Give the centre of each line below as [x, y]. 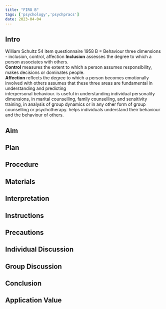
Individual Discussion [39, 249]
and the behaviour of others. [34, 115]
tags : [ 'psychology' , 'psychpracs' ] [42, 14]
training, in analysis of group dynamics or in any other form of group [75, 104]
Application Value [33, 300]
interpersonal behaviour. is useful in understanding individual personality [80, 94]
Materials [20, 181]
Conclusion [23, 283]
